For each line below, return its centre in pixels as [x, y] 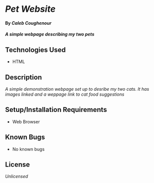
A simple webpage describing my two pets [50, 34]
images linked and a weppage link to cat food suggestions [65, 94]
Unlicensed [17, 177]
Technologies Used [35, 50]
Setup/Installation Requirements [56, 110]
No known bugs [28, 149]
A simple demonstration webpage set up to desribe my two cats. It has [77, 89]
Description [23, 77]
